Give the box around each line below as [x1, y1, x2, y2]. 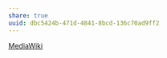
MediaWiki [8, 41, 43, 50]
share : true [8, 11, 48, 20]
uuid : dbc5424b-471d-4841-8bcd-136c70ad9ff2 [8, 19, 160, 27]
